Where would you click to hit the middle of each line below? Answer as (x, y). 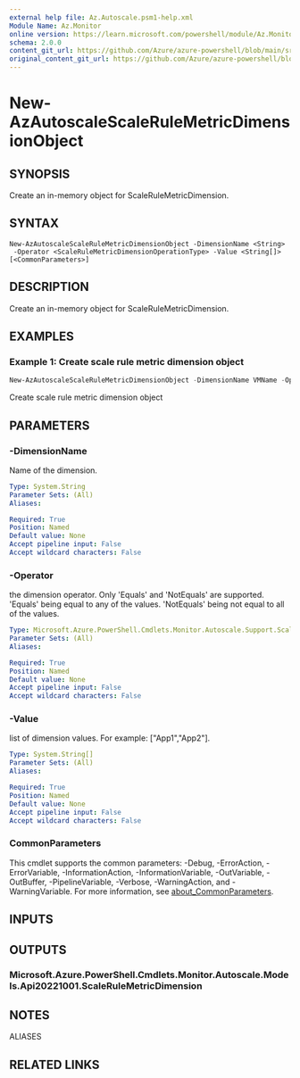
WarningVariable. (41, 891)
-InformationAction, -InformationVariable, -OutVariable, (163, 872)
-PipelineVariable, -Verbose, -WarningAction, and (139, 882)
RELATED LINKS (54, 1064)
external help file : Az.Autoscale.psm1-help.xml (101, 17)
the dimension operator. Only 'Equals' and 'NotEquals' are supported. (137, 595)
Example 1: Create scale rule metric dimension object (126, 361)
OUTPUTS (38, 950)
